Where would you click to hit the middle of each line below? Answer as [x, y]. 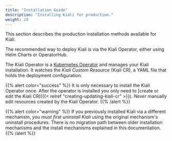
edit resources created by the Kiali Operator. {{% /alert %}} [68, 102]
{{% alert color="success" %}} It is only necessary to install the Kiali [78, 85]
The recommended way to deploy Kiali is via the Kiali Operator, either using [85, 50]
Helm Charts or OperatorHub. [36, 55]
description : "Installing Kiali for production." [60, 15]
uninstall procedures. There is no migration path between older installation [84, 123]
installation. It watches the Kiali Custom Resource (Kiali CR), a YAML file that [86, 70]
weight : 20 [17, 19]
